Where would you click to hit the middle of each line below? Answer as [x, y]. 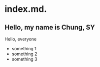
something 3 [24, 59]
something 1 [24, 49]
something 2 [24, 54]
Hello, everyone [21, 39]
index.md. [26, 9]
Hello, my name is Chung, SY [50, 27]
